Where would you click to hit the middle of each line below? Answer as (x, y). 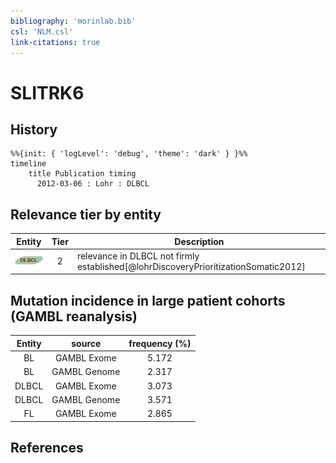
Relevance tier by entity (86, 214)
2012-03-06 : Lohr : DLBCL (93, 184)
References (47, 447)
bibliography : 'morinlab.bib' (73, 21)
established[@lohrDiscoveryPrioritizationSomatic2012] (191, 266)
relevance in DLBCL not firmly (138, 256)
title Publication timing (82, 174)
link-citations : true (55, 42)
